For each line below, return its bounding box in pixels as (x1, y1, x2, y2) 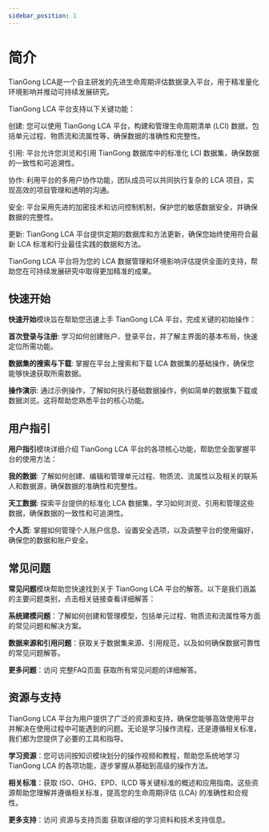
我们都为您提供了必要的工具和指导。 (8, 733, 128, 743)
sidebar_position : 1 (8, 11, 78, 20)
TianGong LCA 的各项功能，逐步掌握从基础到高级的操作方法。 (8, 761, 213, 770)
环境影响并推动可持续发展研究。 (8, 87, 114, 96)
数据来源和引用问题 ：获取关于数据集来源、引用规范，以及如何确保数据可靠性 (8, 638, 261, 648)
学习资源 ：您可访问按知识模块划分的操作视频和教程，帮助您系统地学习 (8, 750, 240, 760)
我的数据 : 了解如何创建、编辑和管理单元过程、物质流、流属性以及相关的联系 (8, 471, 258, 481)
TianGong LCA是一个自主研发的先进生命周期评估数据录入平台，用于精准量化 (8, 77, 260, 87)
